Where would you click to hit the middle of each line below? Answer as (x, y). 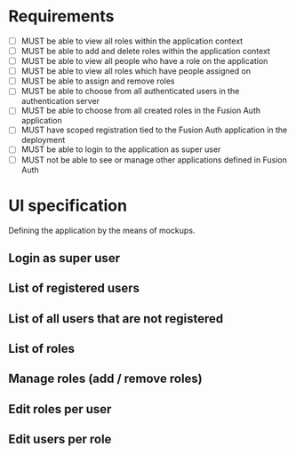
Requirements (61, 16)
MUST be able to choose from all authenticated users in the (130, 92)
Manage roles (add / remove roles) (106, 379)
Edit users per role (60, 439)
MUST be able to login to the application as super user (121, 149)
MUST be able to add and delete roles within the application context (145, 51)
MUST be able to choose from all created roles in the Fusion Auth (141, 111)
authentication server (60, 101)
